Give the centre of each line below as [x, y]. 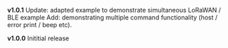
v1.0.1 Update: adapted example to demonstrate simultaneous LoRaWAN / [114, 10]
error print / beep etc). [40, 25]
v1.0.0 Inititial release [38, 38]
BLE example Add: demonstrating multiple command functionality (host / [113, 17]
